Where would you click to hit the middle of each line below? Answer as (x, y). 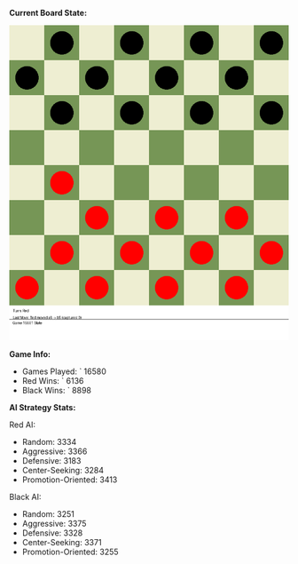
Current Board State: (48, 13)
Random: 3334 (49, 442)
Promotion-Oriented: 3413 (70, 480)
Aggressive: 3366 (55, 451)
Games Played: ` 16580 (64, 371)
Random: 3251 (48, 514)
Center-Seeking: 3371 (62, 542)
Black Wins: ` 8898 (56, 390)
